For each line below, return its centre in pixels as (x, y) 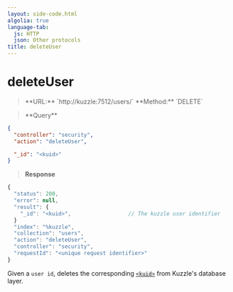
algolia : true (28, 21)
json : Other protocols (47, 40)
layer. (15, 281)
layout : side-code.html (43, 14)
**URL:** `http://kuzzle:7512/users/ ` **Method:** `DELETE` (114, 101)
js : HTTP (27, 34)
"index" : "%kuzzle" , (44, 227)
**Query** (41, 115)
